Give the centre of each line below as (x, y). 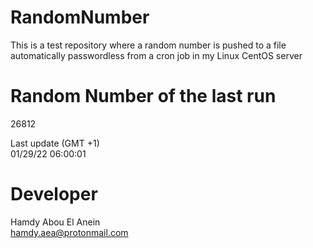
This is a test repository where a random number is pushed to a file (148, 45)
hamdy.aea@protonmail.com (69, 232)
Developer (54, 194)
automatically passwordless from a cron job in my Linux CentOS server (156, 55)
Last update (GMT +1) (55, 143)
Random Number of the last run (143, 96)
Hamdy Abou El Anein (55, 222)
